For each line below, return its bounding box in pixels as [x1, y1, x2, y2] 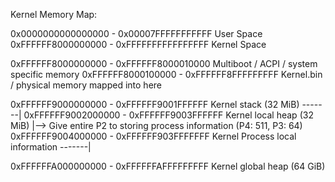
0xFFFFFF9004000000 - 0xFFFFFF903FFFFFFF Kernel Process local [10, 130, 297, 142]
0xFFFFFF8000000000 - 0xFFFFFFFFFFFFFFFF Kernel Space [10, 39, 267, 50]
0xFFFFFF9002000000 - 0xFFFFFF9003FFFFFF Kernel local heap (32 [23, 109, 314, 121]
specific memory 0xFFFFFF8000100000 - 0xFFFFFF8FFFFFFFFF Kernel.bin [10, 69, 323, 80]
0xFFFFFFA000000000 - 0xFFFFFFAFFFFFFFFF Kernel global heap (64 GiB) [10, 160, 326, 172]
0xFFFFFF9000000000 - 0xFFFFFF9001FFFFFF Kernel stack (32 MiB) [10, 99, 300, 110]
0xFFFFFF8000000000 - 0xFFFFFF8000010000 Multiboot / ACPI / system [10, 58, 318, 69]
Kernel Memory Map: [10, 9, 98, 20]
